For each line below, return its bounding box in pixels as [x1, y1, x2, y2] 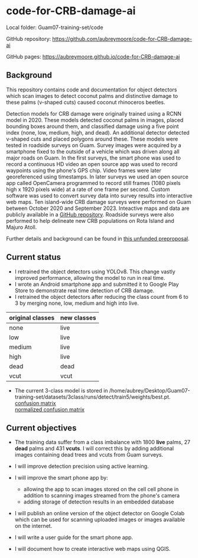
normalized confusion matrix [14, 406, 85, 413]
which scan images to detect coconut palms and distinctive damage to [6, 92, 178, 99]
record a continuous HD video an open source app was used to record [6, 160, 178, 167]
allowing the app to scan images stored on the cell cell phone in [23, 486, 179, 493]
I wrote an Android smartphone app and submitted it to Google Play [14, 280, 179, 288]
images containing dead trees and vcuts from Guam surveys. [14, 451, 164, 458]
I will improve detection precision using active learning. [14, 463, 149, 470]
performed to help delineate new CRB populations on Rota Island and [6, 217, 174, 224]
